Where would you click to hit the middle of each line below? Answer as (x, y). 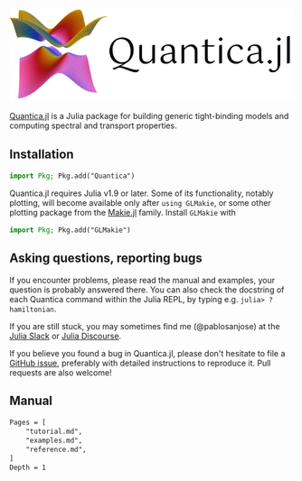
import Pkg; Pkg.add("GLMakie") (70, 230)
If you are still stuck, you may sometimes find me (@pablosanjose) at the (145, 326)
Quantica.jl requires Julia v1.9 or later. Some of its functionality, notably (142, 193)
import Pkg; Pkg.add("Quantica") (72, 176)
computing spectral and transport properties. (94, 125)
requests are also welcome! (61, 372)
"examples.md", (54, 441)
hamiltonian (32, 310)
